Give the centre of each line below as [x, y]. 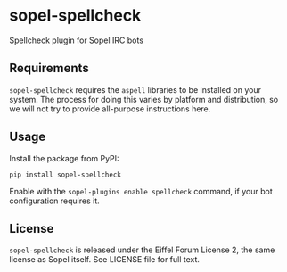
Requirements [49, 68]
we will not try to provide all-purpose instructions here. [110, 109]
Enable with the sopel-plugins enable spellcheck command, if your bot [141, 191]
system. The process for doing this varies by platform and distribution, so [144, 99]
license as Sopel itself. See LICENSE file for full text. [105, 260]
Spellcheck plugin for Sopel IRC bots [77, 40]
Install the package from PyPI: [64, 158]
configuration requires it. [54, 201]
